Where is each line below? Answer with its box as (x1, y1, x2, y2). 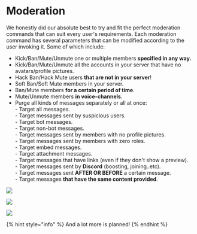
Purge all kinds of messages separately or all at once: (14, 99, 147, 106)
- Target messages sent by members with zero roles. (14, 137, 146, 144)
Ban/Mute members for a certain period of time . (14, 86, 135, 93)
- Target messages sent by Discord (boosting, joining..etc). (14, 163, 161, 170)
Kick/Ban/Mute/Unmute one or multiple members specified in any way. (14, 54, 192, 62)
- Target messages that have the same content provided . (14, 175, 159, 183)
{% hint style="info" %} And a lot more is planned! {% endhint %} (6, 220, 168, 228)
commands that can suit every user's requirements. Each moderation (6, 30, 177, 37)
